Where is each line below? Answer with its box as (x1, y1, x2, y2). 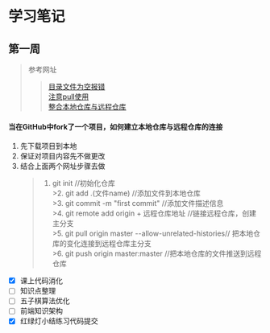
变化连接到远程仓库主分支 (66, 239, 152, 249)
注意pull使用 (48, 92, 89, 101)
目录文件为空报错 (48, 82, 106, 91)
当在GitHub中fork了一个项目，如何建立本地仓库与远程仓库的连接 (8, 121, 223, 131)
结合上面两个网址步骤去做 (19, 162, 106, 171)
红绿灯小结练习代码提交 (19, 316, 98, 326)
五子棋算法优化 (19, 296, 70, 306)
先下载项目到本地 (19, 142, 77, 151)
